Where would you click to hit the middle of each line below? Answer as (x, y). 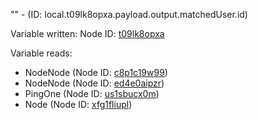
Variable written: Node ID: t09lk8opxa (87, 33)
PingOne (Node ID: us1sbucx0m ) (92, 93)
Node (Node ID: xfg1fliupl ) (78, 104)
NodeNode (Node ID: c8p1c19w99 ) (96, 72)
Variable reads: (41, 53)
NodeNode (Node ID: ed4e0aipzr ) (94, 83)
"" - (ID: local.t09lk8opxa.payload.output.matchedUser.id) (129, 14)
